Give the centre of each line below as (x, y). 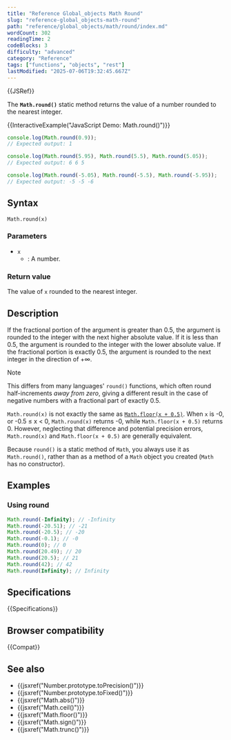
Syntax (23, 203)
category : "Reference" (40, 59)
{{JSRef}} (21, 91)
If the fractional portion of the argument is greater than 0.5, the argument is (114, 330)
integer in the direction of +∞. (50, 359)
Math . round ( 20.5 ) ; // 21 (43, 558)
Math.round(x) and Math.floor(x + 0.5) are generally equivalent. (100, 436)
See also (26, 669)
